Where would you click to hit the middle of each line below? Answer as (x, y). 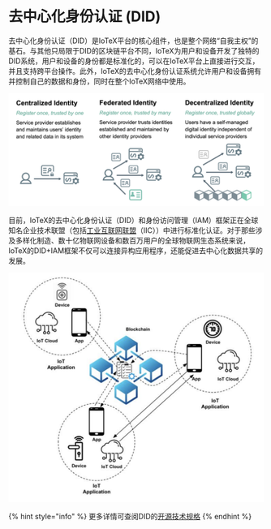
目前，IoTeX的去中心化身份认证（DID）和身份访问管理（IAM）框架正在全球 (133, 221)
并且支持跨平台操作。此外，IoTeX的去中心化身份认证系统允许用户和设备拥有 (135, 71)
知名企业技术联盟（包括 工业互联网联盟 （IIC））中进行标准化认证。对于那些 (132, 230)
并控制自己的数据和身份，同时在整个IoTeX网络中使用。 (99, 81)
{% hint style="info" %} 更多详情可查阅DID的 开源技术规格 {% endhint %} (130, 516)
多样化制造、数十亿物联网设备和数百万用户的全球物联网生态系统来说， (132, 241)
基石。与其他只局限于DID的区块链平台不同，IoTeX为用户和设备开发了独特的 (134, 50)
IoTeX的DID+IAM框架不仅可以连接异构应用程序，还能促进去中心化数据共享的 (136, 251)
